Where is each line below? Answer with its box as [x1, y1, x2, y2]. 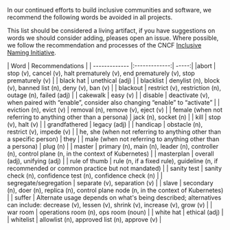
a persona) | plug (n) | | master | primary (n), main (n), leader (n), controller [7, 143, 218, 150]
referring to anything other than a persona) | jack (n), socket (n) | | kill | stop [7, 113, 221, 121]
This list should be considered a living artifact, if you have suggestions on [7, 27, 216, 34]
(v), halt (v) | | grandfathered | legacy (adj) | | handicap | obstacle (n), [7, 121, 203, 128]
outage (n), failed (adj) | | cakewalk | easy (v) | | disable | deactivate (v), [7, 91, 210, 99]
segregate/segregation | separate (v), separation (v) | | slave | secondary [7, 179, 214, 187]
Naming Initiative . [7, 48, 56, 56]
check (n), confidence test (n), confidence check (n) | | [7, 171, 163, 180]
